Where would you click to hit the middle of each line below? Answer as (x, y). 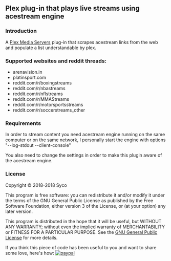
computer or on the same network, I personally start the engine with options (85, 140)
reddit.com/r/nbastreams (39, 88)
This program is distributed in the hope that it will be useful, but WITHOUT (83, 221)
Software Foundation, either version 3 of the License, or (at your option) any (85, 206)
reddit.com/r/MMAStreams (41, 99)
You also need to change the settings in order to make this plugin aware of (84, 155)
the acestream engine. (29, 161)
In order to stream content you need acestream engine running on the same (85, 135)
